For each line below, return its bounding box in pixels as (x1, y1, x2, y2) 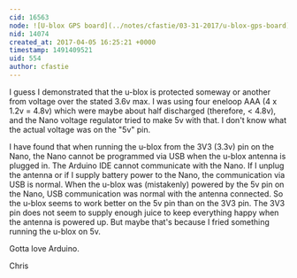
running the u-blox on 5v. (9, 226, 102, 236)
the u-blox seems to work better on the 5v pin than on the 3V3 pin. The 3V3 (9, 197, 286, 208)
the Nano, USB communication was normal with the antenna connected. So (9, 188, 284, 199)
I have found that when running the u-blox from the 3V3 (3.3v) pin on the (9, 141, 275, 151)
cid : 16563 (9, 12, 49, 22)
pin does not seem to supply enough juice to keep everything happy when (9, 207, 279, 218)
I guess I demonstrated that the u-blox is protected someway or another (9, 86, 271, 97)
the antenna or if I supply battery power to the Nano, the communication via (9, 169, 286, 180)
